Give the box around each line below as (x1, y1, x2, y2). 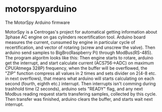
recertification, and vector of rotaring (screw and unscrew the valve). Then (5, 44, 155, 50)
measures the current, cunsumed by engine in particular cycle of (5, 39, 136, 45)
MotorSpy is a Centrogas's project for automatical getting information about (5, 29, 158, 35)
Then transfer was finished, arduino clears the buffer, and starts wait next (5, 96, 153, 102)
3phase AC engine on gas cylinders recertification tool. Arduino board (5, 34, 146, 40)
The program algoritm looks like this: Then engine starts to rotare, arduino (5, 55, 154, 60)
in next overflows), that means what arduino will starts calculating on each (5, 75, 155, 81)
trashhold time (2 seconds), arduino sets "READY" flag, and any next (5, 86, 143, 92)
